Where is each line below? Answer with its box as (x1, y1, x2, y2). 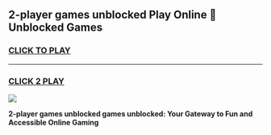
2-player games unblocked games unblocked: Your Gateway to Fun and (8, 108, 253, 118)
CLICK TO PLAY (8, 45, 71, 57)
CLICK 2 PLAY (8, 75, 65, 86)
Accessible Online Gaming (8, 117, 99, 127)
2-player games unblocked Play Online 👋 (8, 8, 217, 22)
